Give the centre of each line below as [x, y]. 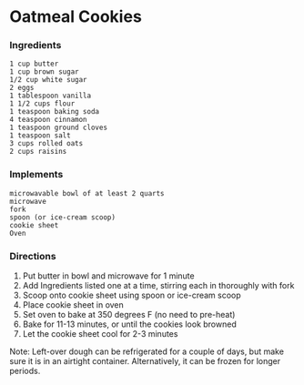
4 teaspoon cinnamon [49, 120]
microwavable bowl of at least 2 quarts [87, 193]
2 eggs [22, 88]
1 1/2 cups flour [42, 104]
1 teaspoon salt [40, 136]
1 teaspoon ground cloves [58, 128]
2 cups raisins [38, 152]
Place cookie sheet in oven [73, 305]
